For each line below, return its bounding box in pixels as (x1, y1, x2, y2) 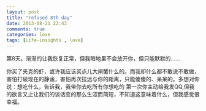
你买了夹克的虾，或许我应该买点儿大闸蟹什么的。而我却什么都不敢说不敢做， (6, 68, 200, 75)
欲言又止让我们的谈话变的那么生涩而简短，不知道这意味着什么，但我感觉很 (11, 91, 200, 98)
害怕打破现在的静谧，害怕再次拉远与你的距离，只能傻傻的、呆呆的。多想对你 (6, 76, 200, 82)
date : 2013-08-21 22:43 (6, 20, 67, 26)
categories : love (6, 32, 51, 38)
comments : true (6, 26, 45, 32)
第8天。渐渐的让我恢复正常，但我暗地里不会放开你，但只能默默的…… (6, 55, 180, 62)
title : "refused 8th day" (6, 15, 72, 21)
